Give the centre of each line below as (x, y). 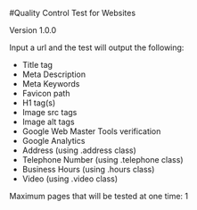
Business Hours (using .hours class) (88, 169)
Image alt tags (48, 122)
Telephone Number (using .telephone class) (103, 160)
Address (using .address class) (79, 150)
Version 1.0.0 (33, 30)
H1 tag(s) (39, 103)
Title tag (37, 65)
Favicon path (46, 93)
